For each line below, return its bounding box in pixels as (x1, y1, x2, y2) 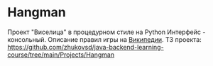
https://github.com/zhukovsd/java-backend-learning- (7, 43, 165, 51)
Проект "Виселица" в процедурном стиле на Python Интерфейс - (7, 28, 206, 36)
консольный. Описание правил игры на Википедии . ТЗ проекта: (7, 35, 202, 43)
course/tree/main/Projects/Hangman (7, 50, 115, 59)
